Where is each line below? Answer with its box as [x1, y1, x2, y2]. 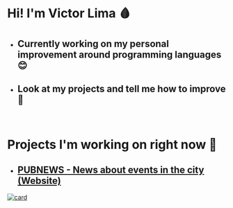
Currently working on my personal [17, 37, 169, 49]
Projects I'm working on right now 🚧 [7, 137, 218, 153]
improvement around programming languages [17, 49, 222, 60]
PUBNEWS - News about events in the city [17, 164, 204, 175]
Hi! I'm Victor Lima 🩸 [7, 6, 131, 21]
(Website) [17, 175, 61, 187]
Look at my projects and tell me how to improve [17, 83, 226, 94]
